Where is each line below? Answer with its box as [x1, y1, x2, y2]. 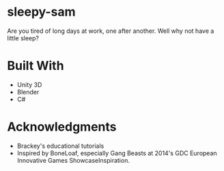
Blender [16, 88, 40, 96]
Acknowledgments [7, 119, 117, 135]
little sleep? [7, 34, 40, 42]
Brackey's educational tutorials [16, 142, 104, 150]
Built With [7, 58, 64, 74]
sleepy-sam [7, 4, 76, 20]
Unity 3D [16, 80, 42, 89]
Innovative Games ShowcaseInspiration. [16, 156, 130, 164]
